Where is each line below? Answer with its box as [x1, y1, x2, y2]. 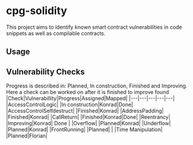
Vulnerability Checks [6, 66, 85, 77]
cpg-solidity [6, 4, 67, 18]
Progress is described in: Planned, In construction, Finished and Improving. [6, 82, 188, 89]
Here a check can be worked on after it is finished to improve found [6, 89, 169, 96]
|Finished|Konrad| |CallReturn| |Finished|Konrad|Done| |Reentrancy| [6, 113, 171, 121]
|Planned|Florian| [6, 132, 48, 139]
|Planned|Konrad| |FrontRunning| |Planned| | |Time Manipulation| [6, 126, 163, 133]
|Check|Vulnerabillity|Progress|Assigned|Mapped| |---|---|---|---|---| [6, 95, 175, 102]
